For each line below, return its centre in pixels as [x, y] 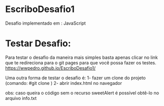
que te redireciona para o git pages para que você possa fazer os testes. [81, 63]
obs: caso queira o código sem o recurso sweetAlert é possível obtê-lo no [82, 93]
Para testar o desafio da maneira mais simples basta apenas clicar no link [81, 57]
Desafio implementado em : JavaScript [45, 23]
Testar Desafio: [38, 43]
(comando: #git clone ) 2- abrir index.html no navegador [64, 83]
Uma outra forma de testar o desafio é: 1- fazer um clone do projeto [75, 78]
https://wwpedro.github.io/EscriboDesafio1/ [50, 68]
